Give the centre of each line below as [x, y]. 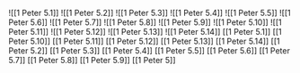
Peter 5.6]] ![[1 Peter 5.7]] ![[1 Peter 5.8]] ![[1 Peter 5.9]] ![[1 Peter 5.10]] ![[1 [145, 22]
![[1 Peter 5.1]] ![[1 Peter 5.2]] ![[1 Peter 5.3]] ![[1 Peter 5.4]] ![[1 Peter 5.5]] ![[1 [150, 13]
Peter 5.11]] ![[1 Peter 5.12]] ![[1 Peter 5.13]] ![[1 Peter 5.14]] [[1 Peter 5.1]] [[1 [145, 32]
